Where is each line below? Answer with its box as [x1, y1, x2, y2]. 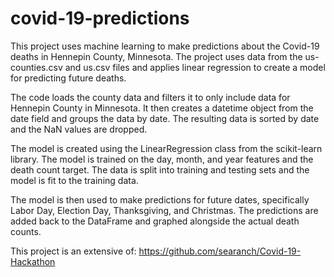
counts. [10, 225, 42, 237]
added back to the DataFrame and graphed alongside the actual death [10, 215, 300, 227]
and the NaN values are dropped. [10, 123, 148, 135]
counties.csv [10, 61, 63, 73]
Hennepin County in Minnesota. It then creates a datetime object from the [10, 102, 314, 114]
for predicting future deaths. [10, 72, 127, 84]
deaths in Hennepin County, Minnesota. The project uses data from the [10, 50, 303, 62]
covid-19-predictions [10, 7, 190, 30]
